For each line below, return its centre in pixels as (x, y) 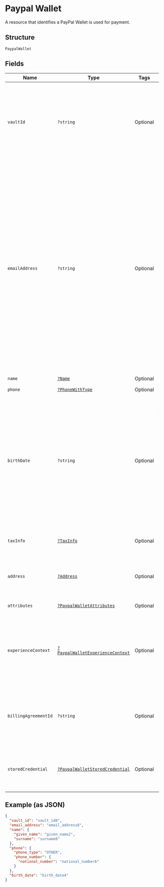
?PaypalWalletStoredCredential (94, 769)
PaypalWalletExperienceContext (94, 653)
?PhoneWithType (75, 389)
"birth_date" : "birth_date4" (39, 875)
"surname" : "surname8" (37, 839)
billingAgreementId (30, 716)
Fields (15, 64)
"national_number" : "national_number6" (58, 862)
